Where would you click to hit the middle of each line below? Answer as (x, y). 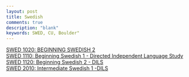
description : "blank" (32, 28)
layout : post (22, 11)
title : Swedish (25, 17)
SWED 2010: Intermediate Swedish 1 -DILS (57, 68)
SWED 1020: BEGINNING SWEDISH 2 (51, 50)
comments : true (25, 22)
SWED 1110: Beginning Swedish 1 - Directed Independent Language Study (94, 56)
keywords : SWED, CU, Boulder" (43, 33)
